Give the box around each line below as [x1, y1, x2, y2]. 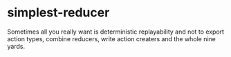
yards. [7, 42, 26, 50]
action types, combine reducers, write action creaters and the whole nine [7, 34, 216, 43]
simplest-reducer [7, 5, 110, 21]
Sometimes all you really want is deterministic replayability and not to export [7, 27, 225, 36]
